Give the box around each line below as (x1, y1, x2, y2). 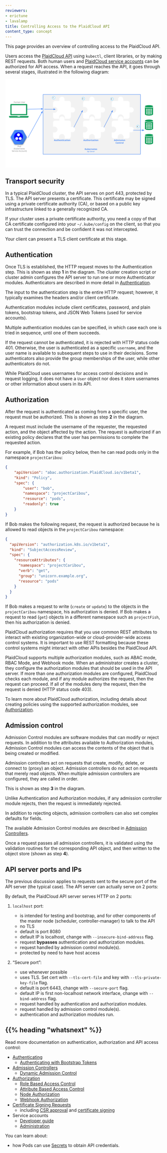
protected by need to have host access (19, 950, 100, 956)
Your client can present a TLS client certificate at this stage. (5, 236, 128, 242)
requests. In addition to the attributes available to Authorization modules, (5, 740, 154, 746)
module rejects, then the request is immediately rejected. (5, 800, 122, 806)
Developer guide (19, 1118, 54, 1124)
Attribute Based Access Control (19, 1086, 84, 1092)
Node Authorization (19, 1091, 60, 1097)
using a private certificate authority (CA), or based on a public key (5, 201, 141, 207)
